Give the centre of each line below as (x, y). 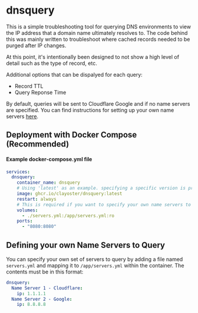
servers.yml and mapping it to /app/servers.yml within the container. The (95, 265)
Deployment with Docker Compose (72, 135)
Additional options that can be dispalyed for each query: (74, 74)
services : (18, 172)
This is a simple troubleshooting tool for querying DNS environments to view (99, 27)
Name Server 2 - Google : (42, 299)
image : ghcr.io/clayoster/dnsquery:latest (70, 194)
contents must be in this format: (45, 272)
